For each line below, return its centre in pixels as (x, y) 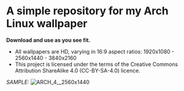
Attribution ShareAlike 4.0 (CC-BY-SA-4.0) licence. (78, 70)
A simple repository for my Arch (88, 11)
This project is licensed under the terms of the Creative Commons (96, 64)
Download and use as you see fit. (49, 40)
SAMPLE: (18, 82)
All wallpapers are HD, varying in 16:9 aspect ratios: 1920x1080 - (95, 51)
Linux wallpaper (47, 23)
